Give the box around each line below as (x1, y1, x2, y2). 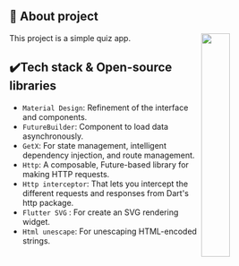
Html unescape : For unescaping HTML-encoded (21, 226, 197, 236)
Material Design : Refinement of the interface (21, 102, 189, 113)
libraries (9, 78, 56, 94)
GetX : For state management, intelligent (21, 140, 167, 150)
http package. (21, 197, 74, 208)
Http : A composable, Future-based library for (21, 159, 190, 170)
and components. (21, 111, 88, 122)
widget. (21, 216, 51, 227)
